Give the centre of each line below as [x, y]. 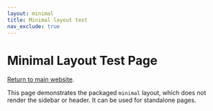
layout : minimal [30, 13]
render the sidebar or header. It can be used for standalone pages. [102, 100]
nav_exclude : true [33, 26]
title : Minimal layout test [48, 20]
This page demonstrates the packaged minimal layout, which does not [107, 93]
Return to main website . [41, 79]
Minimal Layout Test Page [82, 60]
